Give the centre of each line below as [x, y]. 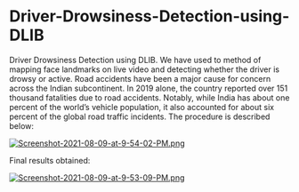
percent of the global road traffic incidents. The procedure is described [140, 116]
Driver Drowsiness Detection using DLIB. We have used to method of [135, 60]
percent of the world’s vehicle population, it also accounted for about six [141, 107]
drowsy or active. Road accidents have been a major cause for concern [140, 78]
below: [21, 125]
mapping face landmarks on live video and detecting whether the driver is [145, 69]
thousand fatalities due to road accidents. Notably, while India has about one [149, 97]
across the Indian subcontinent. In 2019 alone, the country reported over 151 [149, 88]
